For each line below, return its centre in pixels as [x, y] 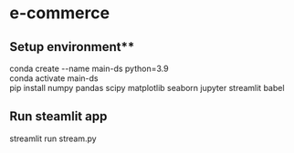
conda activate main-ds [54, 78]
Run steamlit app [58, 117]
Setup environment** [72, 47]
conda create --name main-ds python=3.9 [89, 68]
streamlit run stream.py [53, 138]
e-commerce [60, 13]
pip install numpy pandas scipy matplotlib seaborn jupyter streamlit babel [147, 88]
